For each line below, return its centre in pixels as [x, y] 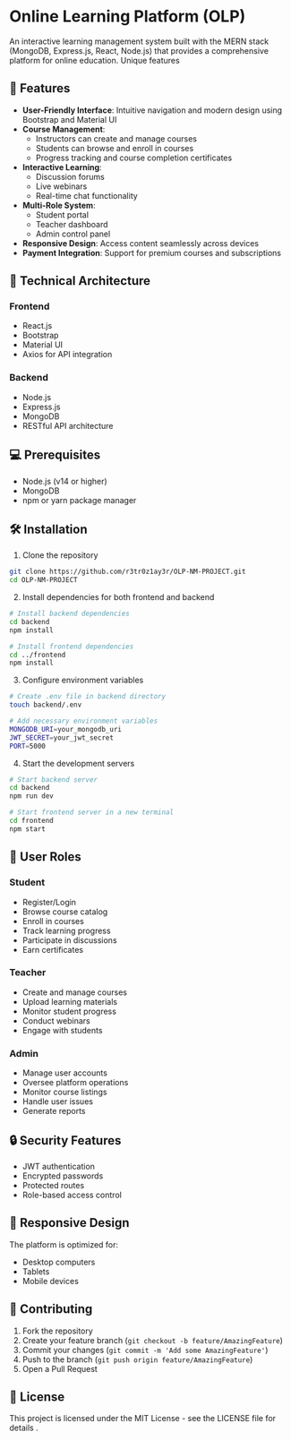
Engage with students [62, 1030]
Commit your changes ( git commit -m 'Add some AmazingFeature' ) [145, 1350]
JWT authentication [59, 1166]
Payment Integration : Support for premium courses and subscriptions [152, 253]
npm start [28, 829]
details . [24, 1428]
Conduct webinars [56, 1020]
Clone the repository [60, 555]
